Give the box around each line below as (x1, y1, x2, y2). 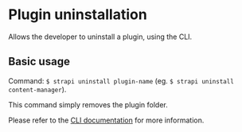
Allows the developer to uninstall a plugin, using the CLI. (8, 32, 193, 41)
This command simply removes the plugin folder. (8, 99, 169, 109)
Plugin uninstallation (8, 6, 147, 24)
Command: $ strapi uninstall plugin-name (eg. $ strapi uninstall (8, 76, 235, 85)
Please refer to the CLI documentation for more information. (8, 115, 205, 125)
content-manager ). (8, 84, 67, 94)
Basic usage (8, 55, 70, 68)
